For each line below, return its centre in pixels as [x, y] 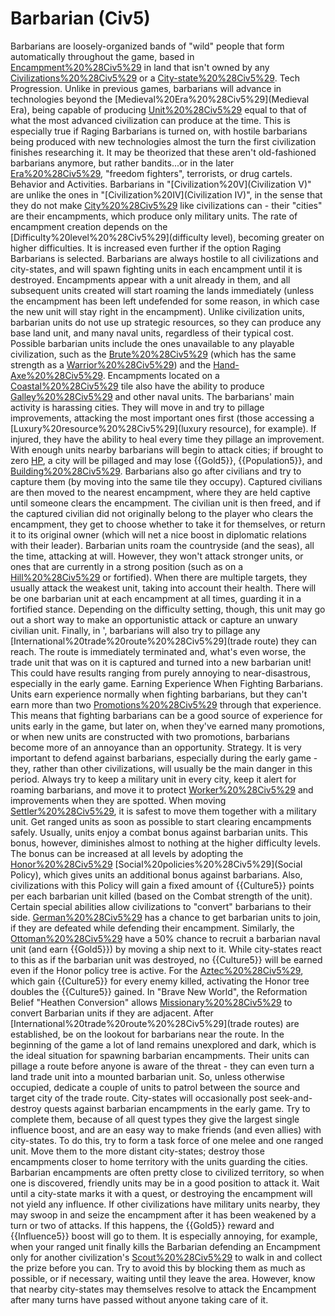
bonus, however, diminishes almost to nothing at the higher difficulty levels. [166, 843]
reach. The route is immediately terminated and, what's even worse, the [158, 651]
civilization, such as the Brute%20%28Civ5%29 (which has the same [153, 354]
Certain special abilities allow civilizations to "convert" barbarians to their [161, 906]
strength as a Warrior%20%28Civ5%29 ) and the [111, 364]
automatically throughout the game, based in [102, 56]
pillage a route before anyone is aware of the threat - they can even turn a [162, 1066]
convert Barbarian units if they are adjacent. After [112, 1013]
